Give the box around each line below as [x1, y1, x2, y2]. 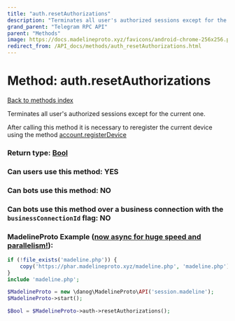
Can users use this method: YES [7, 166, 119, 176]
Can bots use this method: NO [7, 185, 112, 195]
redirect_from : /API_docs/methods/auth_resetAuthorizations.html [7, 43, 201, 50]
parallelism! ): [7, 241, 54, 250]
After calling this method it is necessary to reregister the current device [7, 123, 213, 131]
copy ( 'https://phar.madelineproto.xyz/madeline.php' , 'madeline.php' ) [20, 263, 230, 270]
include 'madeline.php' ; [7, 276, 80, 283]
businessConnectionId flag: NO [7, 213, 111, 222]
